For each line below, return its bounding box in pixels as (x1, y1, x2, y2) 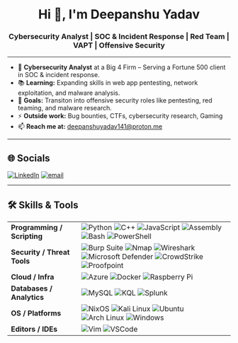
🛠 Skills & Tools (7, 199, 79, 211)
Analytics (11, 293, 45, 303)
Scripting (11, 231, 43, 241)
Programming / (11, 223, 63, 233)
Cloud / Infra (11, 272, 55, 282)
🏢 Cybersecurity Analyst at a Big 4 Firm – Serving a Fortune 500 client (17, 63, 226, 71)
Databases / (11, 284, 53, 293)
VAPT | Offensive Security (73, 40, 165, 50)
